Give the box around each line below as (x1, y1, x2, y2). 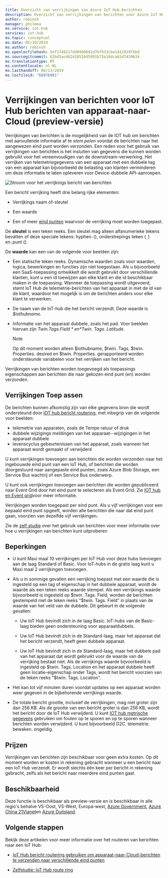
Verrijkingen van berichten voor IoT (5, 94, 155, 106)
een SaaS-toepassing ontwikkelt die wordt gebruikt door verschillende (12, 269, 158, 275)
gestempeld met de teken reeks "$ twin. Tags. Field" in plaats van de (12, 598, 153, 604)
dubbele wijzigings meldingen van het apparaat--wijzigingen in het (12, 430, 150, 436)
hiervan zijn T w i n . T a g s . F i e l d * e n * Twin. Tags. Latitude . (12, 326, 125, 332)
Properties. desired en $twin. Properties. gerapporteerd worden (12, 350, 144, 357)
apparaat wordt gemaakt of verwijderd (12, 446, 92, 452)
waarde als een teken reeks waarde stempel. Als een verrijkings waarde (12, 587, 161, 593)
